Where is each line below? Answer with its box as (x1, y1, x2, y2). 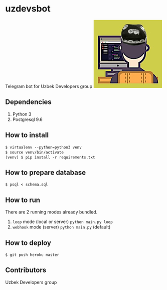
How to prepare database (5, 168, 86, 176)
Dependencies (5, 98, 52, 106)
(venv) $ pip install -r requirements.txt (5, 154, 95, 160)
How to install (5, 131, 49, 139)
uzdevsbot (5, 3, 51, 14)
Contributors (5, 266, 47, 274)
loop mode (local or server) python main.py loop (12, 218, 113, 225)
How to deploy (5, 238, 52, 247)
